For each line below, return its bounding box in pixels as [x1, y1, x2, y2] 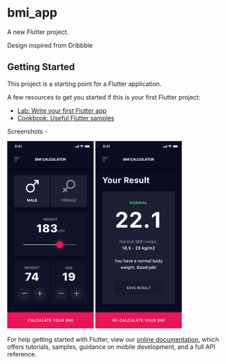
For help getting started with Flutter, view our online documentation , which [7, 335, 220, 343]
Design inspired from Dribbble [7, 41, 93, 49]
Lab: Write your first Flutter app [17, 106, 107, 115]
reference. [7, 349, 37, 358]
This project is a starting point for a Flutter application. [7, 80, 162, 88]
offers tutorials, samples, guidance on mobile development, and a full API [7, 343, 216, 351]
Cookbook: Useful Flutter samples [17, 113, 115, 122]
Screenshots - [7, 127, 48, 136]
